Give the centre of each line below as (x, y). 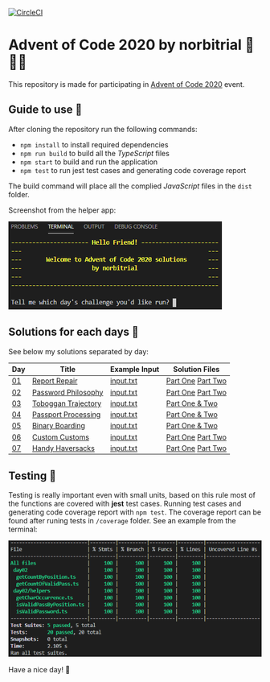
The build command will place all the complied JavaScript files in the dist (130, 186)
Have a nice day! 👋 (39, 669)
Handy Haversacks (63, 448)
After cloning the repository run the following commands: (103, 129)
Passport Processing (66, 415)
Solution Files (196, 370)
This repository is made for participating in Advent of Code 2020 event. (127, 84)
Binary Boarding (59, 426)
